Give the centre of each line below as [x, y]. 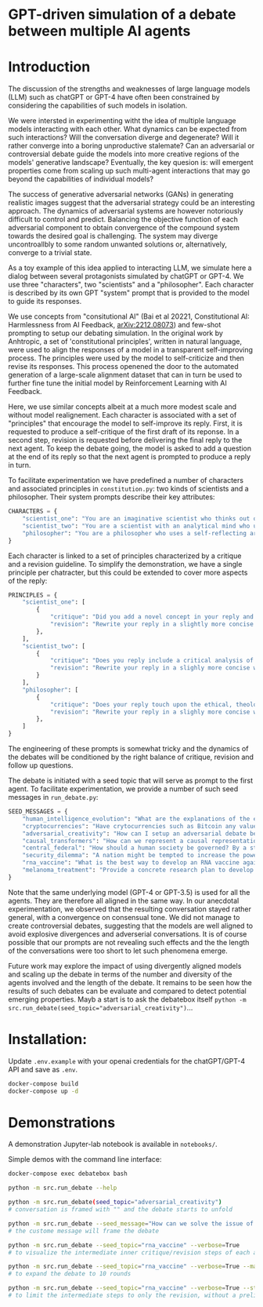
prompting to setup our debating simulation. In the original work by [115, 333]
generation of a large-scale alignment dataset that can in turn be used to [125, 375]
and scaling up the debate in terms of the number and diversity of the [120, 974]
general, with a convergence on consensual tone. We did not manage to [124, 917]
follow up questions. [41, 765]
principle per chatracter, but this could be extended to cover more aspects [128, 572]
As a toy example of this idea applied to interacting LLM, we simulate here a [130, 268]
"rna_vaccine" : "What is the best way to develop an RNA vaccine [131, 863]
